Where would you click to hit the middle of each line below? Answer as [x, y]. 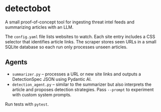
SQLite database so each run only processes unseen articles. [66, 47]
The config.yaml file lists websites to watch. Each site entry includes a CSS [80, 37]
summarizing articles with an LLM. [39, 27]
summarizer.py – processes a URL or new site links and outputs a [77, 74]
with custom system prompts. [42, 94]
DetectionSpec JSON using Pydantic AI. [52, 79]
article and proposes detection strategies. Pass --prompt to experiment [83, 89]
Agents [16, 62]
